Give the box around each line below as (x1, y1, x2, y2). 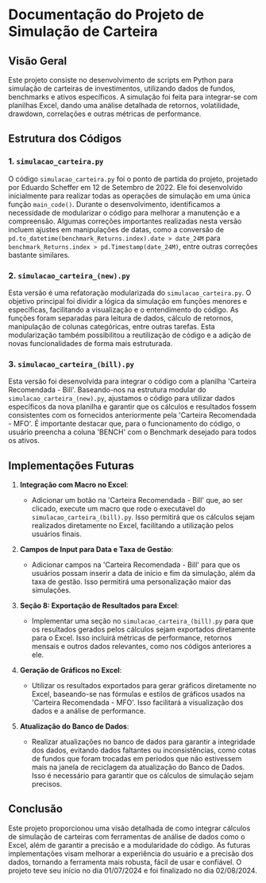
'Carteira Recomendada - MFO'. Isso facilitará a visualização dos (31, 698, 244, 707)
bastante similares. (8, 250, 70, 259)
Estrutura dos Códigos (8, 132, 122, 146)
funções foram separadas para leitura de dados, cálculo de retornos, (8, 313, 233, 323)
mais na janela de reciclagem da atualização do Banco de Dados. (31, 762, 245, 772)
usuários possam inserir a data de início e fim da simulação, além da (31, 569, 256, 578)
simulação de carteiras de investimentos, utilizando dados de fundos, (8, 84, 236, 93)
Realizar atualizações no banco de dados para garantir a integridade (31, 737, 256, 747)
